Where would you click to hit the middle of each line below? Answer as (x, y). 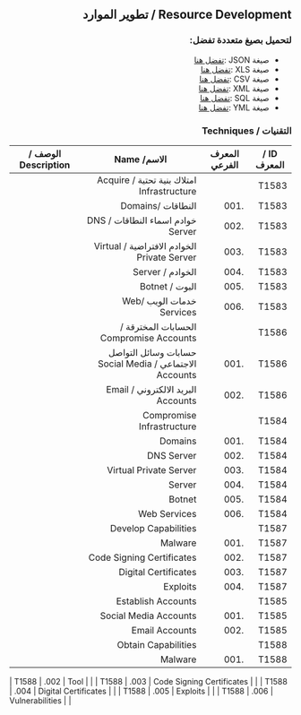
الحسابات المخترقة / (158, 326)
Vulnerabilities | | (40, 700)
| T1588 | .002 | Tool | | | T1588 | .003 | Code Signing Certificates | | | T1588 (149, 681)
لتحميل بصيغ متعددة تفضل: (241, 40)
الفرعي (224, 165)
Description (45, 165)
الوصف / (45, 153)
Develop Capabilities (154, 528)
